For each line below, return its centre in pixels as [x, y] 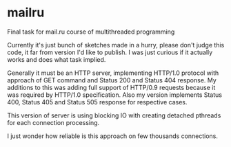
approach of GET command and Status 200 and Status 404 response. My [112, 80]
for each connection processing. [53, 122]
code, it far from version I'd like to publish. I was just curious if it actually [110, 52]
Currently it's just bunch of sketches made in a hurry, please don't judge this [116, 45]
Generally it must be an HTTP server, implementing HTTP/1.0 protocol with [113, 73]
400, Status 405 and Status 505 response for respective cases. [97, 102]
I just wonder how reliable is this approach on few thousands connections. [113, 136]
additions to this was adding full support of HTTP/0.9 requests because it [111, 87]
